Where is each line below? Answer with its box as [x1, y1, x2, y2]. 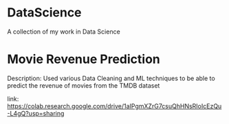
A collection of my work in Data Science [7, 27, 120, 36]
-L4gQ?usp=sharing [7, 109, 65, 117]
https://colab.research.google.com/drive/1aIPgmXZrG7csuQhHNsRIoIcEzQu [7, 101, 222, 110]
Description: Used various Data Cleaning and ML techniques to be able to [7, 74, 215, 82]
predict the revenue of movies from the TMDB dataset [7, 81, 160, 90]
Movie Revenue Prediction [7, 51, 160, 67]
